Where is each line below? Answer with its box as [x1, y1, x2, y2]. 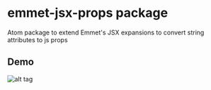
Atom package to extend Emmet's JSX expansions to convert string [7, 28, 205, 37]
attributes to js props [7, 35, 69, 44]
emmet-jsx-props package [7, 5, 169, 21]
